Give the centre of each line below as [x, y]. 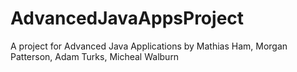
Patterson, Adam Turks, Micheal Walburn [95, 56]
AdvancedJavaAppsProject [127, 18]
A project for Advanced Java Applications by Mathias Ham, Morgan [149, 46]
